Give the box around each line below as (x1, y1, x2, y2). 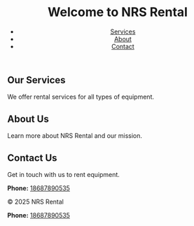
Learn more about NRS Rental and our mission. (7, 132, 142, 140)
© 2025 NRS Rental (7, 197, 64, 206)
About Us (7, 113, 49, 125)
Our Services (7, 74, 66, 86)
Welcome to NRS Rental (48, 4, 188, 20)
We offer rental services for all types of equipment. (7, 92, 154, 101)
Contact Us (7, 152, 57, 164)
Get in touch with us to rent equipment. (7, 170, 120, 178)
